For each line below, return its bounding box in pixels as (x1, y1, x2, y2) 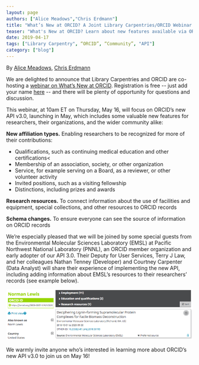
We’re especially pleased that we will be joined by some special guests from (6, 233, 192, 240)
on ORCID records (6, 221, 50, 228)
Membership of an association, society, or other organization (14, 160, 164, 167)
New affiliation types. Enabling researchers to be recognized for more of (6, 130, 185, 137)
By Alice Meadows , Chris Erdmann (6, 64, 91, 71)
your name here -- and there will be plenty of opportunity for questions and (6, 88, 191, 95)
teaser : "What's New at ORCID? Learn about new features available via (6, 28, 187, 34)
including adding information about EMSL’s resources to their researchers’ (6, 271, 187, 278)
